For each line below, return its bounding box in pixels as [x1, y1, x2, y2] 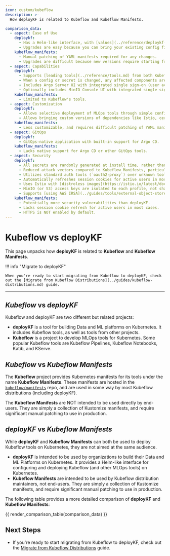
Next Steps [5, 526, 41, 535]
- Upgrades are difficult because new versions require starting [18, 59, 159, 64]
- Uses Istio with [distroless [18, 181, 85, 187]
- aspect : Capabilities [10, 64, 60, 69]
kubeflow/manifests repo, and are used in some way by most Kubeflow [5, 384, 153, 390]
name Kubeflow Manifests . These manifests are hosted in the [5, 379, 135, 385]
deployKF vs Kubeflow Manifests [5, 425, 112, 434]
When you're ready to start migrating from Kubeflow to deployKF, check [5, 273, 162, 279]
